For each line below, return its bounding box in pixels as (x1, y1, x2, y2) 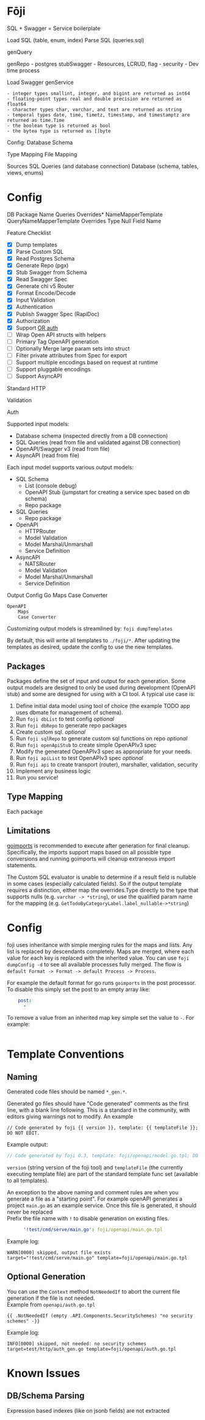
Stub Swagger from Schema (15, 268, 87, 276)
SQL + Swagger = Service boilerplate (7, 25, 101, 32)
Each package (7, 808, 43, 815)
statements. (7, 861, 37, 868)
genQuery (7, 48, 32, 56)
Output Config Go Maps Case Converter (7, 591, 108, 599)
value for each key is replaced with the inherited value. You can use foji (7, 954, 190, 962)
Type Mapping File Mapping (7, 150, 77, 158)
